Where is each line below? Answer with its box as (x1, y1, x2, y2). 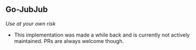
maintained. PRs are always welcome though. (13, 37, 124, 44)
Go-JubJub (5, 5, 48, 15)
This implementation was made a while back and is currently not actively (13, 31, 190, 38)
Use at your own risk (5, 20, 56, 27)
